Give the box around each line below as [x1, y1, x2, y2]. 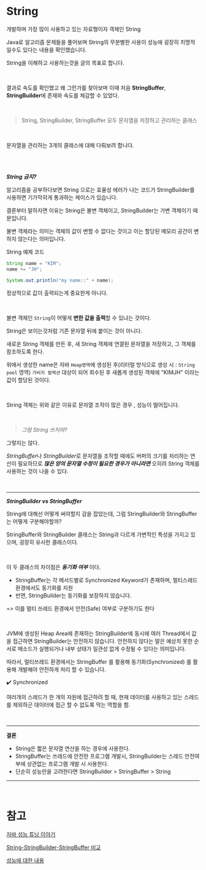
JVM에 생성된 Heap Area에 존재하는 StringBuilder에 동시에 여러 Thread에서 [6, 629, 191, 637]
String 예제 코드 [6, 248, 45, 255]
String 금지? [6, 173, 37, 180]
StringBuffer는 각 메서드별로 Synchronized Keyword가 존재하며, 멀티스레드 [15, 576, 198, 583]
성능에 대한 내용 [6, 857, 45, 864]
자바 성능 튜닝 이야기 [6, 830, 56, 838]
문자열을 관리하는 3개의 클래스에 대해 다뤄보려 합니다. [6, 141, 134, 148]
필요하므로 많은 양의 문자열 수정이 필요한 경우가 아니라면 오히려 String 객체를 [17, 460, 200, 467]
